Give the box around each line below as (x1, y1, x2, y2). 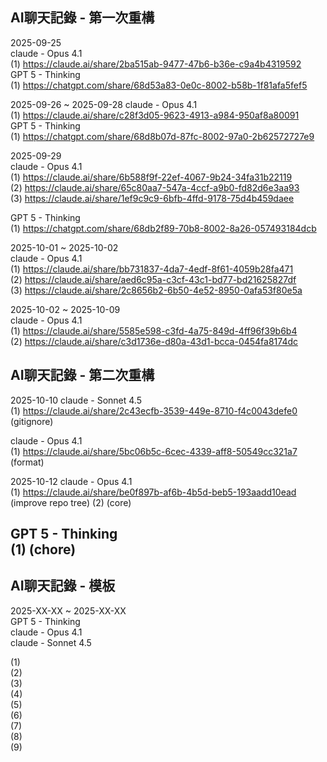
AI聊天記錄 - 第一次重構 (10, 9, 155, 27)
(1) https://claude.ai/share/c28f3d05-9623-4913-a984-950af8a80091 (10, 109, 300, 121)
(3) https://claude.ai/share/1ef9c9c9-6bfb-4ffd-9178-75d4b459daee (10, 192, 295, 204)
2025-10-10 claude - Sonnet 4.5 (10, 394, 142, 406)
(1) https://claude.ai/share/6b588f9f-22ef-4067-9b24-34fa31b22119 (10, 171, 293, 183)
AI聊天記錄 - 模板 (10, 578, 116, 595)
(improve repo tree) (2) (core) (10, 496, 132, 508)
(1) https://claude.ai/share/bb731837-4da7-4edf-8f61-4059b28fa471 (10, 263, 294, 275)
